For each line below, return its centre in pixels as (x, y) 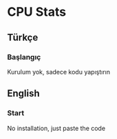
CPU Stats (37, 12)
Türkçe (23, 38)
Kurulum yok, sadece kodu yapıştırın (58, 72)
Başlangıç (24, 57)
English (23, 94)
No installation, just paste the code (56, 128)
